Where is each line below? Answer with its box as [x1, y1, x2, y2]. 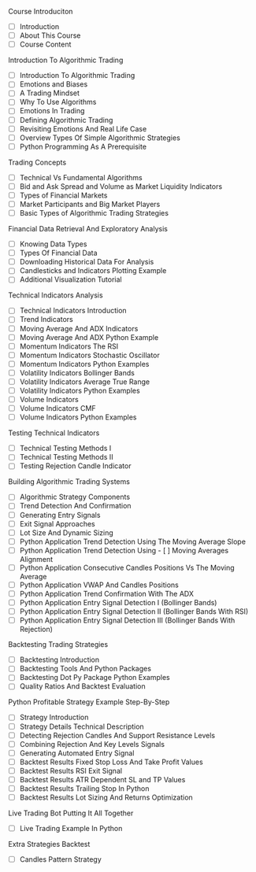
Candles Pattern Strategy [19, 855, 102, 864]
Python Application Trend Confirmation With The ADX [19, 589, 195, 598]
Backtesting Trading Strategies [8, 640, 109, 649]
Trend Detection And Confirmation [19, 501, 132, 511]
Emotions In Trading [19, 106, 85, 116]
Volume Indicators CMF [19, 404, 96, 413]
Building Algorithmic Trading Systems [8, 477, 130, 486]
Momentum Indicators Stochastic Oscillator [19, 350, 160, 360]
